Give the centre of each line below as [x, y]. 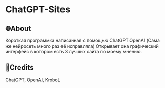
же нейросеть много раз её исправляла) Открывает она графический [82, 46]
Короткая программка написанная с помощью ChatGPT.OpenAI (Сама [83, 40]
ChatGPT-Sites [38, 9]
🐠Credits [20, 68]
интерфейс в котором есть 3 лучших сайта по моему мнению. [74, 51]
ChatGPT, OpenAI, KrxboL [33, 80]
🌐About [18, 28]
